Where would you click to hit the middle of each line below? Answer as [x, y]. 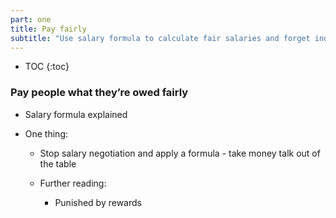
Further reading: [73, 183]
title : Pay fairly [48, 29]
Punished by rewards [98, 202]
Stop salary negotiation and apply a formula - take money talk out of [180, 153]
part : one [31, 19]
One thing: [46, 133]
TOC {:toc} [47, 67]
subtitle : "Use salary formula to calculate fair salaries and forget [160, 38]
